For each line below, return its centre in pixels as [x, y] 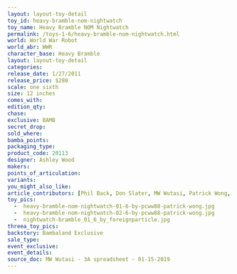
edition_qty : [27, 107]
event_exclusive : [33, 246]
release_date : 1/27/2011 [44, 73]
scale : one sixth [33, 87]
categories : [25, 67]
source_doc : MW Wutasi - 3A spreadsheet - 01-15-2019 [89, 260]
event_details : [30, 253]
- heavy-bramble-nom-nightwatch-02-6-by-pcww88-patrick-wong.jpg [114, 213]
